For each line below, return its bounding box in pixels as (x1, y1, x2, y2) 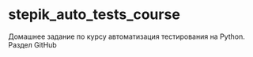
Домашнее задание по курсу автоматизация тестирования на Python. (8, 32, 245, 41)
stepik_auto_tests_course (8, 6, 180, 24)
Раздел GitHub (8, 40, 57, 49)
